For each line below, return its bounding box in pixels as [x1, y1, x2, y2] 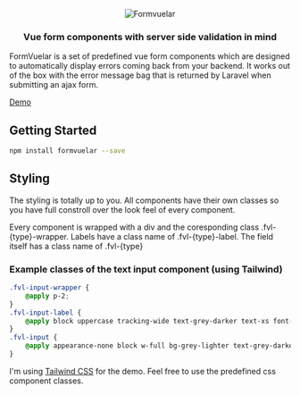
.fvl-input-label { [9, 308, 82, 317]
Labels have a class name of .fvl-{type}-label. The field [70, 231, 274, 241]
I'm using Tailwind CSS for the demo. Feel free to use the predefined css [9, 366, 277, 376]
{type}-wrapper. [9, 231, 69, 241]
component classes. [9, 375, 84, 386]
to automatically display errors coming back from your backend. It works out [9, 61, 291, 71]
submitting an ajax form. [9, 80, 98, 90]
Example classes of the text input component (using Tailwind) [9, 263, 283, 275]
